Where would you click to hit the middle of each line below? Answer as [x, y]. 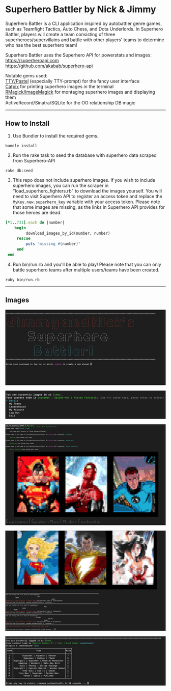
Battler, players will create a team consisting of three [60, 34]
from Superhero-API [34, 160]
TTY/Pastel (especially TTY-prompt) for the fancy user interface [73, 81]
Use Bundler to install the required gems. [55, 135]
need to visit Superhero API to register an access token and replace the [88, 196]
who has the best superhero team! [41, 45]
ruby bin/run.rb [22, 280]
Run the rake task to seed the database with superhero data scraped [84, 155]
